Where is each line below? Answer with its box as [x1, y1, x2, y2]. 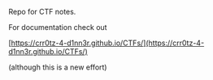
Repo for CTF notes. [8, 7, 76, 16]
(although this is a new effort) [8, 62, 107, 72]
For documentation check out [8, 23, 107, 32]
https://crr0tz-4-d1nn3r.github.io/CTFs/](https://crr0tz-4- [11, 38, 205, 48]
